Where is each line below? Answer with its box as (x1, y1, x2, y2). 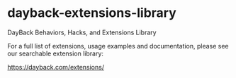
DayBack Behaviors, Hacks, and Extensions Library (7, 28, 157, 37)
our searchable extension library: (7, 49, 104, 58)
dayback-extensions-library (7, 5, 177, 21)
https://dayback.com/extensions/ (7, 63, 105, 71)
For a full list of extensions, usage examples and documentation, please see (7, 41, 229, 50)
